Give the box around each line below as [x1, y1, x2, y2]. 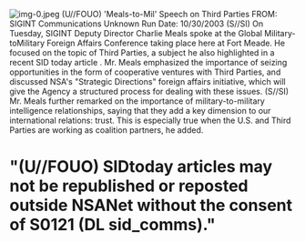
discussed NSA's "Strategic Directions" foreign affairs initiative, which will [9, 76, 287, 86]
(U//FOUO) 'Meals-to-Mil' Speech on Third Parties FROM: [61, 9, 278, 19]
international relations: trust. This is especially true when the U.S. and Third [9, 115, 291, 126]
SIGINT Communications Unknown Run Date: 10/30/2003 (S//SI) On [9, 18, 264, 29]
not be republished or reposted [9, 176, 249, 197]
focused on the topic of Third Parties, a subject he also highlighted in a [9, 47, 275, 58]
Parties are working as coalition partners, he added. [9, 125, 204, 136]
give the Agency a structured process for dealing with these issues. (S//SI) [9, 86, 290, 96]
